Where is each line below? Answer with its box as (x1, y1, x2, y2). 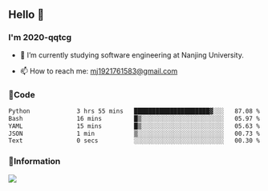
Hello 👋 (8, 8, 45, 22)
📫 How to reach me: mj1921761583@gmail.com (19, 66, 178, 76)
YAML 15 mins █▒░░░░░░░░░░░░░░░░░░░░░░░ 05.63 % (8, 121, 261, 130)
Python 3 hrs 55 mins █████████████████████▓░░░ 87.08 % (8, 107, 261, 115)
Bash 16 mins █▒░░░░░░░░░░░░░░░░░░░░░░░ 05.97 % (8, 114, 261, 122)
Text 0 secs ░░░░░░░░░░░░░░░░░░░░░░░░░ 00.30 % (8, 137, 261, 145)
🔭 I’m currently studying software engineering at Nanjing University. (19, 50, 245, 60)
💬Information (8, 156, 61, 167)
